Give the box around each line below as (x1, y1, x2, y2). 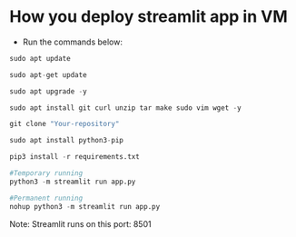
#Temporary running (9, 169, 84, 178)
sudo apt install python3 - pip (9, 136, 124, 145)
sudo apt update (9, 54, 71, 63)
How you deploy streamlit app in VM (9, 6, 288, 27)
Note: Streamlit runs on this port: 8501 (9, 218, 152, 229)
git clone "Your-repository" (9, 120, 120, 129)
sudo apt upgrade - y (9, 86, 88, 96)
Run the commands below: (22, 36, 123, 47)
